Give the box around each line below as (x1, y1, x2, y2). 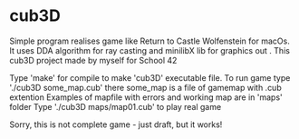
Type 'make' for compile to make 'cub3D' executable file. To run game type (9, 72, 291, 83)
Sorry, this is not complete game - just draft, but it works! (9, 119, 223, 130)
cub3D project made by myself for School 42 (9, 55, 178, 65)
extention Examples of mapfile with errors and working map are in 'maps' (9, 92, 283, 103)
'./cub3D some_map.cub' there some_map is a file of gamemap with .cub (9, 82, 283, 93)
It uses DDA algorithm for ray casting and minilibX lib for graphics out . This (9, 45, 290, 55)
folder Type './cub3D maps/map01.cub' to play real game (9, 101, 222, 112)
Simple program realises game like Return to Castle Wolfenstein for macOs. (9, 35, 290, 46)
